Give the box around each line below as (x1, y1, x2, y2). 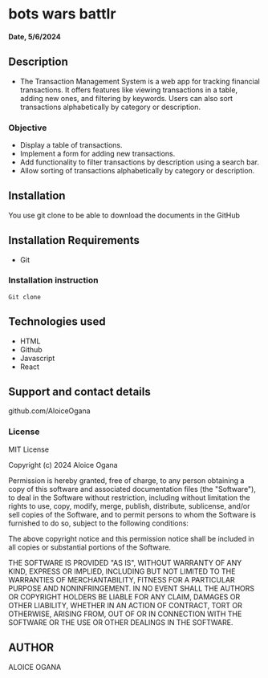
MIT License (8, 445, 50, 454)
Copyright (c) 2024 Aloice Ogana (8, 460, 118, 469)
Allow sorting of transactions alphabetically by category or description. (19, 165, 255, 175)
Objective (8, 122, 47, 133)
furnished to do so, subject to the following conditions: (8, 518, 189, 528)
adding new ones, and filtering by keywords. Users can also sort (19, 93, 233, 103)
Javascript (19, 353, 55, 363)
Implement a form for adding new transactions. (19, 148, 176, 158)
